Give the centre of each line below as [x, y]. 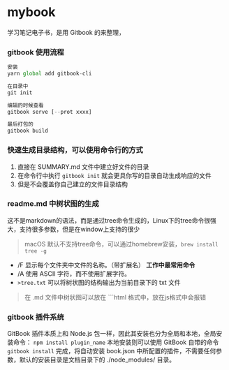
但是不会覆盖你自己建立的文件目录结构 [72, 184]
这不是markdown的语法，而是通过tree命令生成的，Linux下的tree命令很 [109, 220]
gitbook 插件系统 [36, 317]
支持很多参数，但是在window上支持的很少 [80, 229]
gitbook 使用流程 [36, 52]
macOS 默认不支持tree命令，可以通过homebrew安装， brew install [121, 244]
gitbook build [28, 131]
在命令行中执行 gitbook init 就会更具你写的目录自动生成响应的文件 [114, 175]
